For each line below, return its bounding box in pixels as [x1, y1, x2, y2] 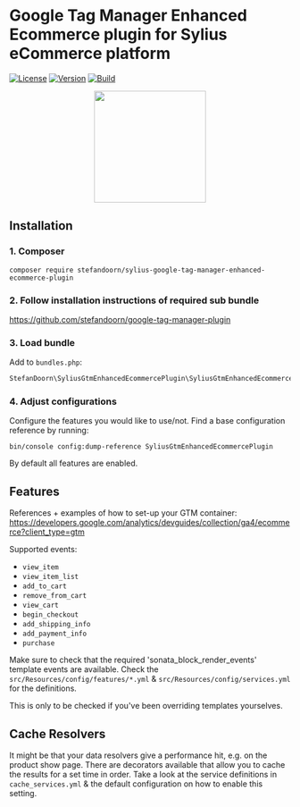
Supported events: [9, 544, 78, 555]
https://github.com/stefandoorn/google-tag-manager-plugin [9, 314, 231, 324]
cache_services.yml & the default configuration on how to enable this [9, 778, 263, 789]
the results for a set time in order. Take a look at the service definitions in [9, 769, 278, 780]
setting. [9, 788, 37, 799]
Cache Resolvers [9, 726, 106, 742]
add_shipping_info [21, 620, 91, 629]
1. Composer [9, 245, 65, 257]
